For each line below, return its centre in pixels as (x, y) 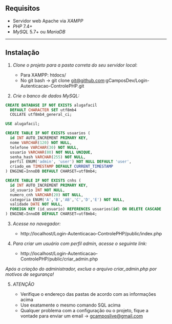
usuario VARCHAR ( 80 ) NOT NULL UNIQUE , (51, 152)
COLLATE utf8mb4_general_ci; (41, 115)
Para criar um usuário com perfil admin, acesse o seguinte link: (80, 244)
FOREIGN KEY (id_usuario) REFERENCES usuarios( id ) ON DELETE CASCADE (85, 209)
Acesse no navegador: (37, 224)
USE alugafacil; (23, 124)
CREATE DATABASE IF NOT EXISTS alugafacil (51, 105)
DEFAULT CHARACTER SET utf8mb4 (43, 110)
